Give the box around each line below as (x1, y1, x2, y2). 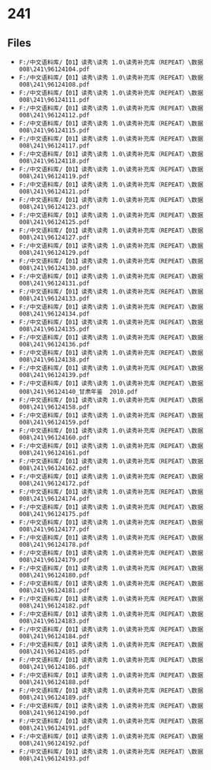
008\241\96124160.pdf (18, 434, 90, 442)
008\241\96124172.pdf (18, 480, 90, 488)
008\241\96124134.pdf (18, 310, 90, 318)
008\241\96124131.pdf (18, 279, 90, 287)
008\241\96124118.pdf (18, 157, 90, 165)
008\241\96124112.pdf (18, 111, 90, 119)
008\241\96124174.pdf (18, 495, 90, 503)
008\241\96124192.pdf (18, 739, 90, 747)
